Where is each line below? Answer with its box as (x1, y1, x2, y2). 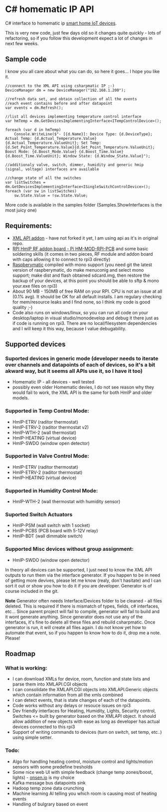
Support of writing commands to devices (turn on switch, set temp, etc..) (12, 729, 162, 735)
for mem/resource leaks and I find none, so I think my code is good (12, 299, 151, 305)
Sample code (5, 55, 47, 64)
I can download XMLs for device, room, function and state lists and (12, 676, 151, 682)
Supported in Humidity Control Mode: (5, 487, 98, 494)
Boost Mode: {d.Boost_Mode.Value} (5, 149, 77, 154)
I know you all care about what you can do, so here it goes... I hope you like (5, 68, 160, 74)
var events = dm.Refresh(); (5, 105, 64, 110)
